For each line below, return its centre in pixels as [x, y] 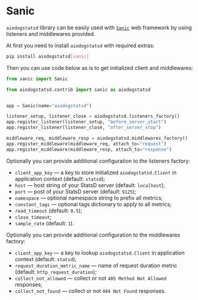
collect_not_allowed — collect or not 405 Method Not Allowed [91, 278]
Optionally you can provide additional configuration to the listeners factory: [98, 161]
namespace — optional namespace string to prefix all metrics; [89, 198]
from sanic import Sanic [37, 79]
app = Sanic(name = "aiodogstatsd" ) [49, 106]
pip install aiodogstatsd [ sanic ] [48, 56]
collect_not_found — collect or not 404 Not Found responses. [90, 290]
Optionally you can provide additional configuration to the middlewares [93, 235]
